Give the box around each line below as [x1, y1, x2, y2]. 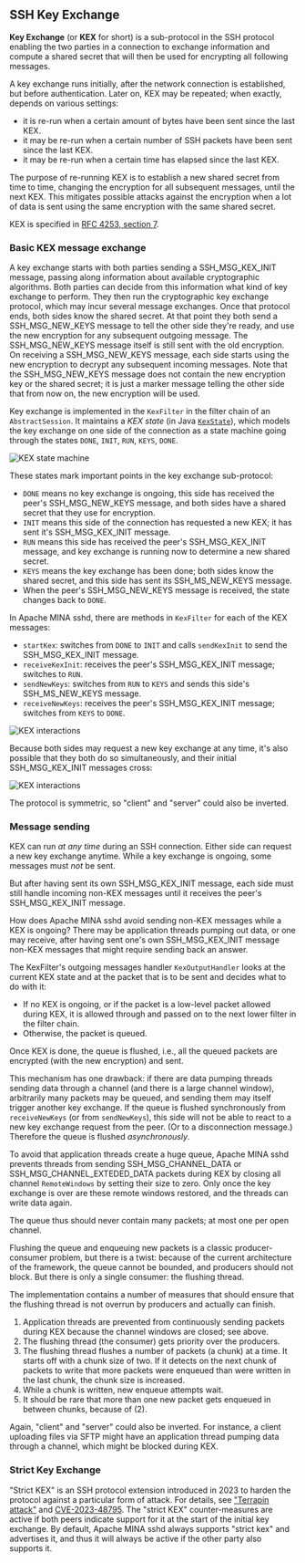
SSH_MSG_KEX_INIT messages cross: [9, 762, 153, 774]
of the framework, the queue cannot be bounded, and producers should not [9, 1262, 294, 1273]
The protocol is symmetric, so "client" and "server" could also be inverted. [9, 797, 290, 808]
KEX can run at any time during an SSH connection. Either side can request [9, 841, 292, 852]
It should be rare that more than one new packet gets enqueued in [22, 1394, 271, 1405]
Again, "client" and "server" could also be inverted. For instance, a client [9, 1422, 281, 1433]
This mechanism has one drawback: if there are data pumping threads [9, 1073, 273, 1084]
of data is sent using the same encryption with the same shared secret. [9, 201, 276, 212]
